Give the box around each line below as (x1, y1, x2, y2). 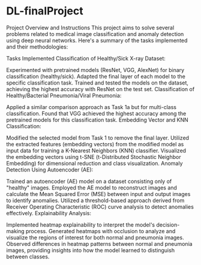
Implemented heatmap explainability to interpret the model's (6, 221, 155, 228)
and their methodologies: (6, 43, 68, 50)
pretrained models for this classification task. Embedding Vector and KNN (6, 116, 189, 124)
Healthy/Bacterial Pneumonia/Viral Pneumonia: (6, 92, 122, 99)
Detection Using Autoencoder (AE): (6, 166, 94, 173)
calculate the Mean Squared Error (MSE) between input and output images (6, 190, 191, 197)
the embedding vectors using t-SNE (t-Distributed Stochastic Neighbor (6, 153, 181, 160)
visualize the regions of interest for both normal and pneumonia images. (6, 234, 184, 241)
